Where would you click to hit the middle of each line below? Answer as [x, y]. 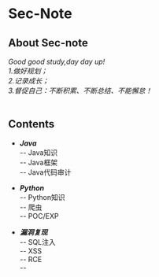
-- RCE [31, 259]
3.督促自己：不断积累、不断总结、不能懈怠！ [80, 90]
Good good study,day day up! [57, 61]
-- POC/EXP [39, 216]
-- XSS [30, 251]
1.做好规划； [28, 71]
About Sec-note [48, 43]
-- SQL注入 [38, 242]
